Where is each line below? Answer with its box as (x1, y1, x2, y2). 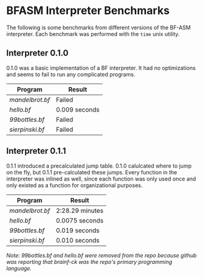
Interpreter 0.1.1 (6, 146, 66, 156)
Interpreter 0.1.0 (6, 48, 69, 59)
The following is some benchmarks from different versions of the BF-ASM (6, 24, 191, 31)
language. (6, 265, 32, 272)
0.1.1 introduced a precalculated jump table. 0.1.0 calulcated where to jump (6, 162, 192, 169)
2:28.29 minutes (55, 206, 104, 215)
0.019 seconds (55, 226, 100, 235)
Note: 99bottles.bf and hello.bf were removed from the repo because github (6, 251, 197, 259)
